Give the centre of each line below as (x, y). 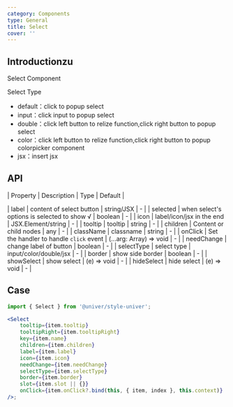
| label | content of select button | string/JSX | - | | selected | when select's (114, 209)
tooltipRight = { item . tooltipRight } (70, 332)
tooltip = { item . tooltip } (54, 326)
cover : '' (22, 33)
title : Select (28, 27)
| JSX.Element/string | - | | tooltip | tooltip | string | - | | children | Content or (116, 224)
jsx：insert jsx (37, 156)
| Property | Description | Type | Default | (66, 195)
